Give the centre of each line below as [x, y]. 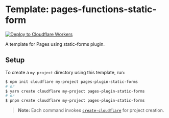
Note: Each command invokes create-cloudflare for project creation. [91, 110]
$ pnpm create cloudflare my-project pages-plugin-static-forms [75, 101]
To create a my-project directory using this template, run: [65, 72]
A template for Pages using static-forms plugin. [55, 44]
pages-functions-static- [104, 9]
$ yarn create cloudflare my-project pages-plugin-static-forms [75, 91]
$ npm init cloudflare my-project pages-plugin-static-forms [72, 82]
